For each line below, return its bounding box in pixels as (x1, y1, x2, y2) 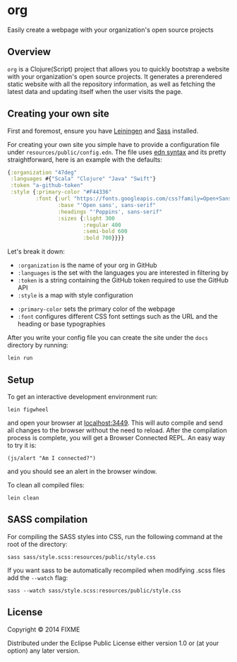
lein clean (7, 495, 39, 502)
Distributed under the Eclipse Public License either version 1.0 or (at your (7, 639, 219, 647)
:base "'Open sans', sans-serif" (57, 201, 157, 208)
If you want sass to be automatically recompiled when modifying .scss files (7, 566, 226, 574)
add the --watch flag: (7, 573, 68, 581)
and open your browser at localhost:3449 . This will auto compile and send (7, 419, 224, 427)
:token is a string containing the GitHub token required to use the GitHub (17, 276, 229, 285)
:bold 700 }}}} (83, 235, 125, 242)
